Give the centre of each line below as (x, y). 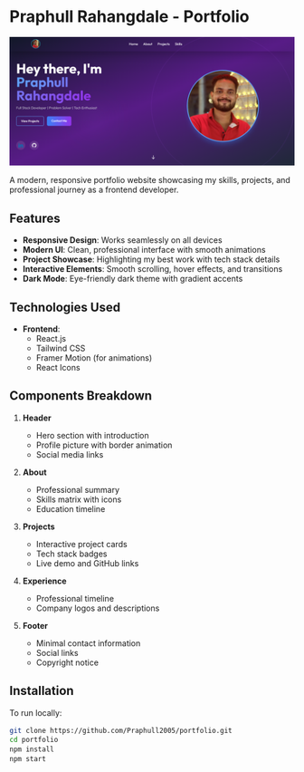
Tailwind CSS (61, 348)
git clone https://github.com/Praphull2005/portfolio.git (121, 730)
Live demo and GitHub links (87, 563)
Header (37, 418)
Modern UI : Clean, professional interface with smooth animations (144, 250)
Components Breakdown (81, 396)
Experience (44, 581)
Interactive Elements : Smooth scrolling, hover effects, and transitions (152, 269)
